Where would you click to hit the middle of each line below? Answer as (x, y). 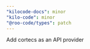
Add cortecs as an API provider (45, 40)
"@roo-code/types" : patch (39, 23)
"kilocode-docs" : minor (36, 12)
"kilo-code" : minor (31, 17)
